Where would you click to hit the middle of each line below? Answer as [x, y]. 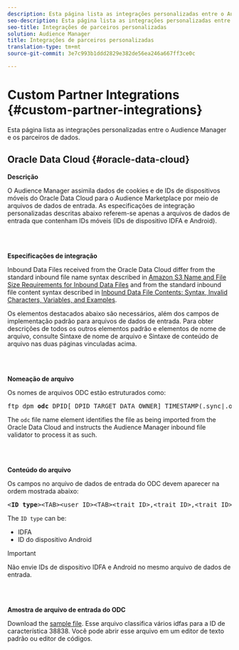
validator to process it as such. [52, 435]
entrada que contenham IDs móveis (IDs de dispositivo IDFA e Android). [112, 220]
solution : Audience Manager [49, 34]
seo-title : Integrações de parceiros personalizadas [87, 27]
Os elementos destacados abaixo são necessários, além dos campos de [113, 313]
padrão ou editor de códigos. [50, 638]
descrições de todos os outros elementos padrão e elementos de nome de [117, 328]
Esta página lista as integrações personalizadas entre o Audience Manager [117, 129]
